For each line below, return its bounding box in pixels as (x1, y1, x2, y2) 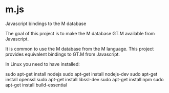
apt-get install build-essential (5, 82, 67, 88)
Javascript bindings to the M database (5, 20, 87, 27)
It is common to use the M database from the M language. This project (5, 45, 154, 52)
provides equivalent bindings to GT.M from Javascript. (5, 51, 120, 57)
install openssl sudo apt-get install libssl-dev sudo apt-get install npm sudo (5, 76, 164, 82)
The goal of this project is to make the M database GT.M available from (5, 30, 155, 36)
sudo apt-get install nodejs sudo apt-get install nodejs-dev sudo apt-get (5, 71, 158, 77)
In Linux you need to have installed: (5, 61, 80, 67)
